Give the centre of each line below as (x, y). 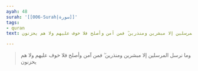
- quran (16, 28)
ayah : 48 (17, 11)
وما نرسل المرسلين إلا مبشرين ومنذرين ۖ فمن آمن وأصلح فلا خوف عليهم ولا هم (106, 55)
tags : (13, 22)
